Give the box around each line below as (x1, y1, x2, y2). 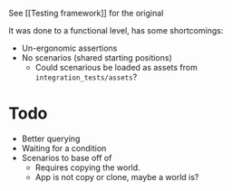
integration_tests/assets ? (34, 72, 138, 82)
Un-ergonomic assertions (21, 43, 118, 53)
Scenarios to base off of (21, 152, 112, 163)
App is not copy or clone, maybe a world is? (34, 171, 199, 182)
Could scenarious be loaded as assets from (34, 62, 198, 72)
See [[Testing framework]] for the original (8, 8, 164, 18)
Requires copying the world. (34, 162, 141, 173)
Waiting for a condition (21, 142, 107, 153)
